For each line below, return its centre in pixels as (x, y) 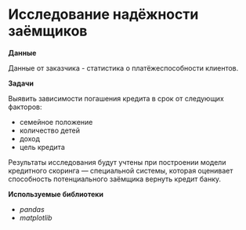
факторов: (25, 107)
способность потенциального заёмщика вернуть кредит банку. (115, 179)
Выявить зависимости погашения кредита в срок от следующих (116, 98)
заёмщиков (48, 31)
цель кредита (42, 147)
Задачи (21, 83)
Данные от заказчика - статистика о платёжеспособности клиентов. (123, 68)
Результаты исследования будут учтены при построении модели (117, 162)
